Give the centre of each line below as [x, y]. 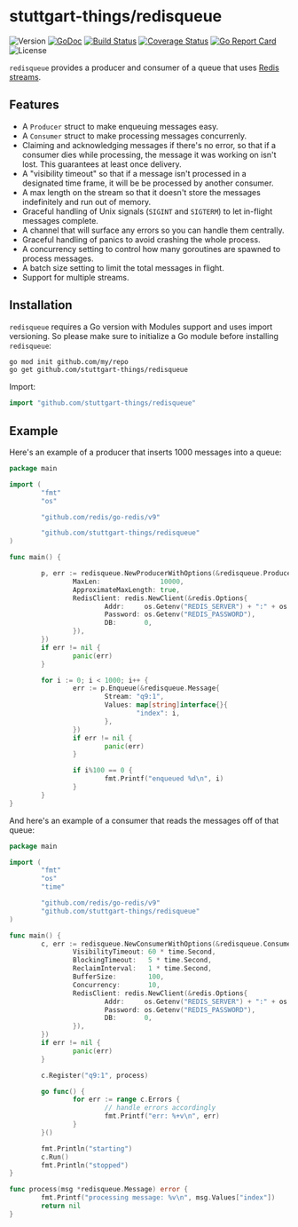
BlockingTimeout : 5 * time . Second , [142, 961]
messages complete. [60, 220]
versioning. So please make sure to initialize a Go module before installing [144, 336]
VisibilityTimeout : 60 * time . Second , [144, 952]
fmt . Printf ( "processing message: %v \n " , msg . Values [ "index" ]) [158, 1198]
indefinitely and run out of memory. [86, 202]
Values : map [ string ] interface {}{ [166, 705]
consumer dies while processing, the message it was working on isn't [149, 154]
